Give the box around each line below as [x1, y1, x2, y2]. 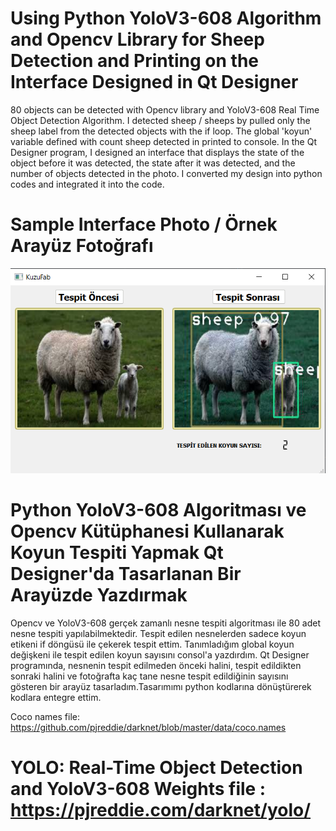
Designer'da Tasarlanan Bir [10, 562, 242, 585]
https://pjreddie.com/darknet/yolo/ [10, 798, 312, 821]
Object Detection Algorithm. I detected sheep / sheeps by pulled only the [10, 114, 311, 126]
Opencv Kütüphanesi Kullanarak [10, 520, 285, 542]
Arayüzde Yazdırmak [10, 583, 188, 606]
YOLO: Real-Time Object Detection [10, 756, 303, 779]
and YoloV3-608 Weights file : [10, 777, 267, 800]
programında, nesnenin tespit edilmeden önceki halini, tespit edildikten [10, 659, 302, 671]
